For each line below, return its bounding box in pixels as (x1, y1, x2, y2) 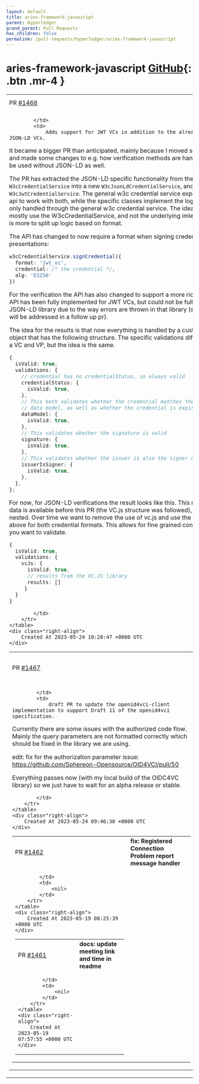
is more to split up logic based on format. (9, 219, 123, 227)
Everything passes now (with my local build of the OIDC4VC (12, 774, 179, 782)
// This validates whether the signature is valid (21, 429, 167, 436)
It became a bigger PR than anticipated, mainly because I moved (9, 146, 188, 155)
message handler (130, 859, 181, 868)
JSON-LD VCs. (9, 134, 46, 141)
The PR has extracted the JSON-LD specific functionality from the (9, 174, 194, 182)
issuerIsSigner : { (21, 461, 73, 468)
